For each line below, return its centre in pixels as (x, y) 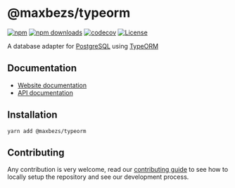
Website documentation (52, 85)
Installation (32, 115)
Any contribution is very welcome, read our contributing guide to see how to (118, 170)
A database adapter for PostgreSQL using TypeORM (83, 46)
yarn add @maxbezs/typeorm (47, 131)
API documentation (45, 92)
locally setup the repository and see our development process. (98, 177)
